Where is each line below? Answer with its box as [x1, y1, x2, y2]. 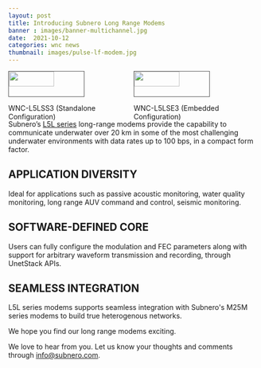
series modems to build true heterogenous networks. [8, 311, 182, 321]
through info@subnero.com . [8, 350, 101, 360]
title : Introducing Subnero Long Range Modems [8, 19, 166, 27]
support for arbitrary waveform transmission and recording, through [8, 250, 231, 260]
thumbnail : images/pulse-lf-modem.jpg [8, 49, 137, 57]
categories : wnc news [8, 41, 80, 49]
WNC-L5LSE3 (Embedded [134, 104, 220, 113]
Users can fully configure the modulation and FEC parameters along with [8, 241, 247, 251]
